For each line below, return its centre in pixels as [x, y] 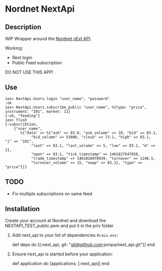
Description [23, 27]
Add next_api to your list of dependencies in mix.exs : [65, 235]
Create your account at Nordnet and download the [55, 221]
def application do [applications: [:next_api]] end [61, 264]
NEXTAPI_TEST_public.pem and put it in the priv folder [59, 226]
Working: [14, 48]
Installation [22, 209]
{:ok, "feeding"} [23, 116]
